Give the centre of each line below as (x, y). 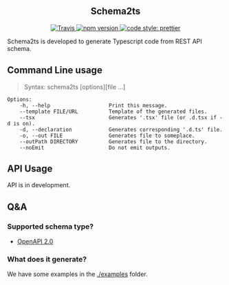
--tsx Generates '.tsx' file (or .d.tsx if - (121, 117)
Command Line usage (55, 71)
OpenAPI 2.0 (35, 242)
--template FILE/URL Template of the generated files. (113, 112)
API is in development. (39, 185)
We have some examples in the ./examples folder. (77, 274)
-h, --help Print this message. (94, 105)
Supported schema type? (51, 226)
